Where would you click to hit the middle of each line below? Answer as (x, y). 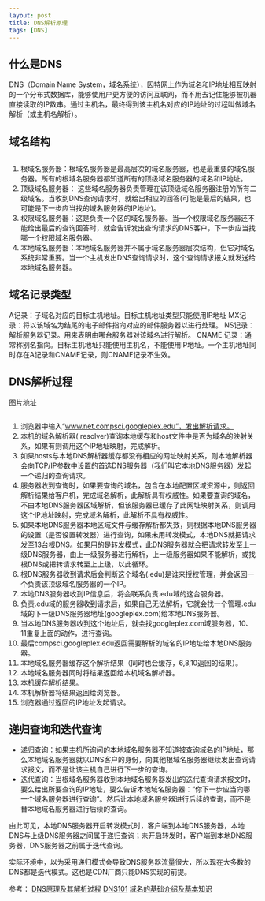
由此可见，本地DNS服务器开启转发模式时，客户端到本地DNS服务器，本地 (127, 826)
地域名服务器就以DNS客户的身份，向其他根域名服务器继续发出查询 (142, 760)
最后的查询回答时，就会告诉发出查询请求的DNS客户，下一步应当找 (149, 228)
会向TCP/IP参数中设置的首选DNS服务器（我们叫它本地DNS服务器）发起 (136, 465)
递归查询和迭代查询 (55, 729)
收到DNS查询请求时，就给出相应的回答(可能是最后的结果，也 (153, 198)
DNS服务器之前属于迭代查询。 (78, 846)
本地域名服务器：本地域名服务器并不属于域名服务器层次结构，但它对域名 (137, 248)
